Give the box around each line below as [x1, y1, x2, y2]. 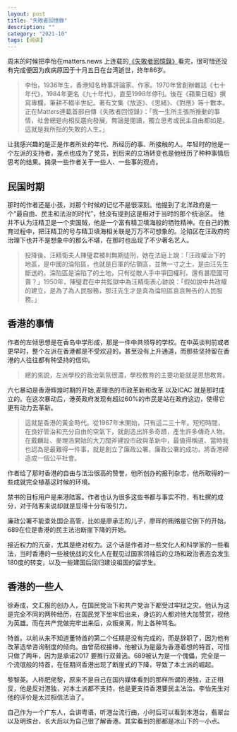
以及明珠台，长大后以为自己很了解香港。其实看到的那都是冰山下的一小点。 [7, 716, 224, 725]
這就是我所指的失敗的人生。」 [24, 125, 109, 134]
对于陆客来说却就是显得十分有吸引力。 [19, 501, 131, 510]
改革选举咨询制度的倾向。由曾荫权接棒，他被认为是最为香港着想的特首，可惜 [7, 642, 230, 651]
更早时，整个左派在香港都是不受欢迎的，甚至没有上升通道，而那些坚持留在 [7, 347, 224, 355]
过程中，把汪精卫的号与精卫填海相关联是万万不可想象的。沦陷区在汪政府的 [13, 227, 230, 236]
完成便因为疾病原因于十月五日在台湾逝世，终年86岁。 [13, 66, 170, 74]
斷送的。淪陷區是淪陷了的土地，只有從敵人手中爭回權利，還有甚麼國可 [24, 268, 229, 277]
